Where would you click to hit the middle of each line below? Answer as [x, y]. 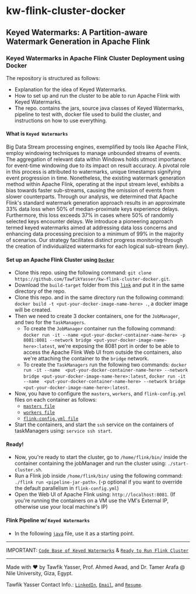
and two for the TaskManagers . [50, 322]
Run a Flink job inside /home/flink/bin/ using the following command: [99, 476]
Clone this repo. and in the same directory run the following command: [99, 298]
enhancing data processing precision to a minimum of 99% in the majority [95, 234]
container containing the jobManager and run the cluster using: [90, 464]
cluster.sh [28, 470]
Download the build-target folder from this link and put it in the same [99, 285]
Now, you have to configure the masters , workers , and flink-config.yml [100, 393]
